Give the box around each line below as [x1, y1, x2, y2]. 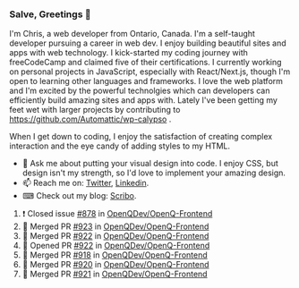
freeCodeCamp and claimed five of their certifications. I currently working [9, 57, 282, 68]
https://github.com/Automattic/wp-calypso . [9, 114, 172, 124]
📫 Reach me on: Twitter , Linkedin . [21, 178, 149, 189]
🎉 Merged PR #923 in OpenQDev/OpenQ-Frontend [21, 221, 209, 232]
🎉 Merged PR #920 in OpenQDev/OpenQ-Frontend [21, 259, 209, 270]
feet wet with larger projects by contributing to [9, 105, 181, 115]
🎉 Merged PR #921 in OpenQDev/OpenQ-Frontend [21, 268, 208, 280]
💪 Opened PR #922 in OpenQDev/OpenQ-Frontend [21, 241, 210, 251]
